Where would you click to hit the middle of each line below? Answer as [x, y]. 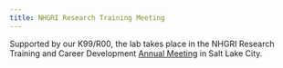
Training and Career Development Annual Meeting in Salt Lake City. [136, 53]
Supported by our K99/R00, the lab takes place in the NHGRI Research [142, 44]
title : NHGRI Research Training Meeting [88, 18]
